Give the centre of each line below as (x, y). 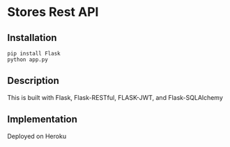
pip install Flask (34, 53)
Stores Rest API (53, 12)
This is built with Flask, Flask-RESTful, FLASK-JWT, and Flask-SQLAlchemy (115, 97)
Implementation (43, 120)
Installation (32, 38)
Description (33, 81)
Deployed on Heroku (37, 136)
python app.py (28, 60)
